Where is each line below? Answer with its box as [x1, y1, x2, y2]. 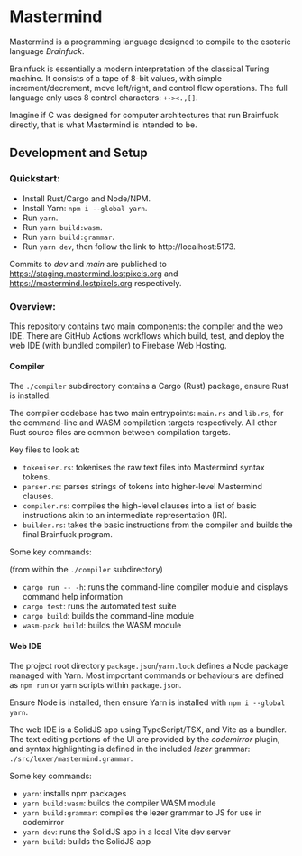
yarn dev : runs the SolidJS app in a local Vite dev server [22, 826, 232, 837]
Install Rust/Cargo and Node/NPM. [22, 192, 151, 204]
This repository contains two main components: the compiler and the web [9, 321, 284, 331]
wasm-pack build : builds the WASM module [22, 620, 182, 631]
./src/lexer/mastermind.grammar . [9, 753, 133, 764]
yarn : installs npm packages [22, 788, 127, 799]
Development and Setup [9, 145, 148, 161]
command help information [22, 591, 124, 602]
